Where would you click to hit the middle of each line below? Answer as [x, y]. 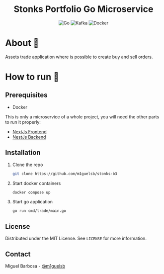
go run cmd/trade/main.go [39, 211]
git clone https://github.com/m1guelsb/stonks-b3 [65, 174]
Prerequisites [26, 95]
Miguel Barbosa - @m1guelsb [35, 266]
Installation [23, 153]
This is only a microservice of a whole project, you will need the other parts [82, 117]
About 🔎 [22, 43]
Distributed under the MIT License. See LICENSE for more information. [76, 238]
